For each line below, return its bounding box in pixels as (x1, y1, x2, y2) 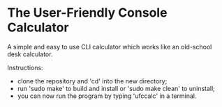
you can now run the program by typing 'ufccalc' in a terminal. (17, 92, 197, 100)
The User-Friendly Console (7, 5, 168, 21)
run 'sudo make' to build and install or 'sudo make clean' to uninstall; (17, 84, 215, 92)
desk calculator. (7, 50, 53, 58)
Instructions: (7, 63, 43, 72)
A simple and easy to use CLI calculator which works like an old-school (7, 42, 212, 51)
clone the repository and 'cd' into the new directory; (17, 76, 168, 85)
